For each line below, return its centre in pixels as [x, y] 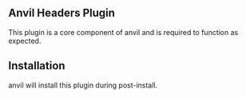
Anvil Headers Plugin [62, 13]
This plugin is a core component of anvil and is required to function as [123, 32]
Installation [37, 66]
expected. [25, 41]
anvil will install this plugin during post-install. [83, 85]
